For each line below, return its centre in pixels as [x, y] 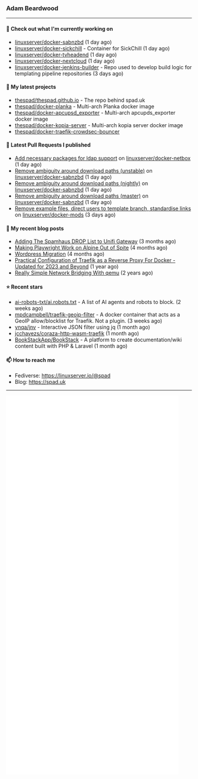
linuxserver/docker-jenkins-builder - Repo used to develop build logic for [103, 67]
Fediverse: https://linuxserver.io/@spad [62, 375]
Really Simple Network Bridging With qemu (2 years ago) [84, 273]
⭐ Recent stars [24, 287]
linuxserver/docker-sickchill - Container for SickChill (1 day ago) [92, 48]
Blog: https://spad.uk [40, 382]
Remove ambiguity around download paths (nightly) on [81, 183]
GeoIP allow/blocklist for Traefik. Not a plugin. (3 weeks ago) [88, 321]
